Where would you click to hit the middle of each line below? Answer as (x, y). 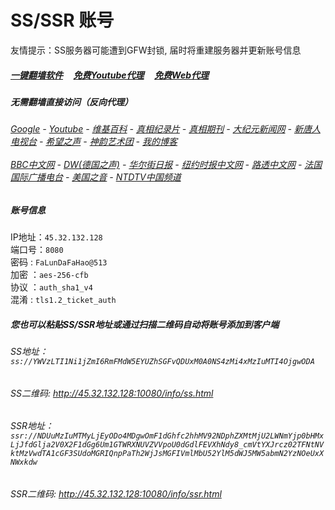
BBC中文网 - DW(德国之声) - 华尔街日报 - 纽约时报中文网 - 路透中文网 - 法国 (166, 165)
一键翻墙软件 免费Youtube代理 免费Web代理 (110, 75)
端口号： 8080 (37, 250)
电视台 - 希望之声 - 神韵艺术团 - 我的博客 (94, 142)
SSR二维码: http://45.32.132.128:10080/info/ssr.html (116, 494)
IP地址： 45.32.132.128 (56, 237)
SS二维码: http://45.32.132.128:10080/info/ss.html (112, 393)
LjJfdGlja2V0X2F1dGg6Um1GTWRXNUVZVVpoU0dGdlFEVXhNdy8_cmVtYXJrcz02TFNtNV (167, 445)
